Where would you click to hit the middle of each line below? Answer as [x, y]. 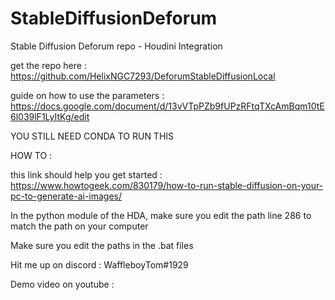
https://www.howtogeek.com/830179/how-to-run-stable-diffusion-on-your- [167, 185]
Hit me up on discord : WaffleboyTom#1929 [99, 264]
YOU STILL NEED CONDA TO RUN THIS [92, 136]
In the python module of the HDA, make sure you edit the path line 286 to [161, 215]
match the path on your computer [79, 226]
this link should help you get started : [86, 174]
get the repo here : [48, 65]
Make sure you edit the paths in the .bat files [102, 245]
